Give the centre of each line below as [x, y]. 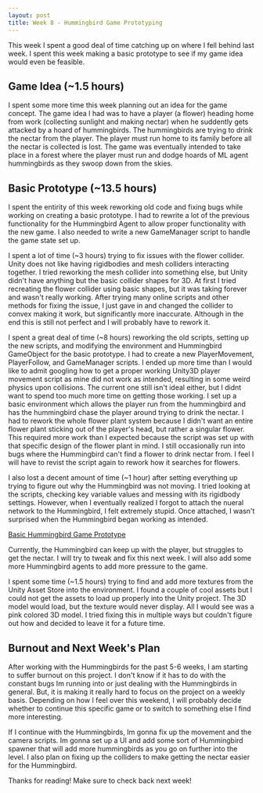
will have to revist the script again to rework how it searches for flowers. [124, 463]
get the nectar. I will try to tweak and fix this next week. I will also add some [130, 558]
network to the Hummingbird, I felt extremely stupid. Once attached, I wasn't [131, 511]
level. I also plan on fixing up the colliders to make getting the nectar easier [129, 757]
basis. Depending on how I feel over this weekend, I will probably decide [125, 700]
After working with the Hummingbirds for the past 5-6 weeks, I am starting [128, 667]
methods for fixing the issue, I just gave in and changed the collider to [121, 306]
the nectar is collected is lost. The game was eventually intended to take [124, 147]
